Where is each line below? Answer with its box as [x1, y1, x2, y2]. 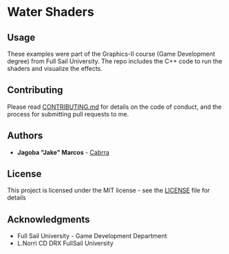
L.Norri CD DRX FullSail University [17, 239, 113, 248]
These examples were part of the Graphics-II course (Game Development [7, 50, 215, 58]
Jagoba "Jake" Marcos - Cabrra [17, 148, 110, 156]
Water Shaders [7, 4, 94, 20]
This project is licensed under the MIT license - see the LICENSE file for [7, 187, 210, 195]
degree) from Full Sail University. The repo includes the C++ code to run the [7, 57, 222, 65]
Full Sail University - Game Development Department [17, 232, 167, 240]
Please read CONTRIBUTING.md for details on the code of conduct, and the [7, 103, 222, 111]
